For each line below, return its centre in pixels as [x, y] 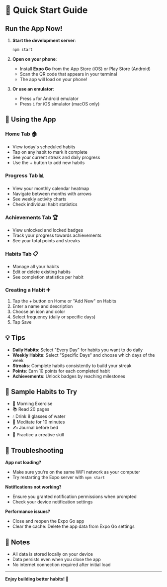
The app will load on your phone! [53, 79]
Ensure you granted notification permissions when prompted [74, 496]
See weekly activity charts [39, 199]
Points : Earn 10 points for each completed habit [61, 371]
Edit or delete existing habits [42, 272]
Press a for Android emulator [49, 98]
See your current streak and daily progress [56, 157]
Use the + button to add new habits [48, 162]
